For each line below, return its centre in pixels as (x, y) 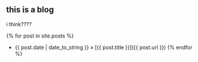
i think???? (19, 24)
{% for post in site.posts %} (40, 36)
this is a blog (30, 10)
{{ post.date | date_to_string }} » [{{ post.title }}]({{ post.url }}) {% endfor (103, 47)
